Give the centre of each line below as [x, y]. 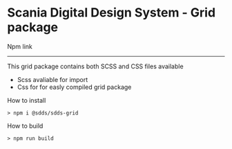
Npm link [20, 46]
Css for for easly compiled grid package [74, 87]
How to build [25, 126]
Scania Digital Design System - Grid [112, 13]
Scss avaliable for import [52, 79]
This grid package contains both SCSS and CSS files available [96, 66]
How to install [27, 100]
